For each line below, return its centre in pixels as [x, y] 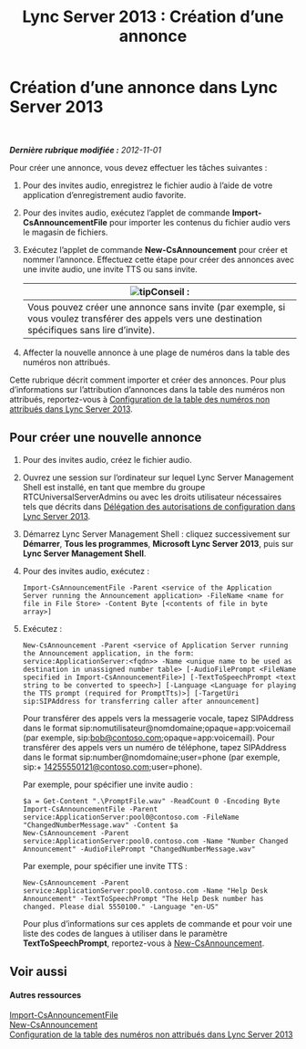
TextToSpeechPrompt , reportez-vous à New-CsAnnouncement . [143, 943]
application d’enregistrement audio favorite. [104, 194]
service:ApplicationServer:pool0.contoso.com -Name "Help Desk [145, 891]
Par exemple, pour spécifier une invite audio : [107, 784]
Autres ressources [46, 995]
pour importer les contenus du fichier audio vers [200, 222]
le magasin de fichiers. [65, 232]
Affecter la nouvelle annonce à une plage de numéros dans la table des [156, 352]
